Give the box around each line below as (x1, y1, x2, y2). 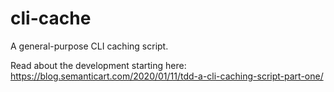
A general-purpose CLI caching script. (10, 40, 169, 52)
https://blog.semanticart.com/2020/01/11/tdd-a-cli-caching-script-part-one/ (10, 70, 324, 82)
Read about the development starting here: (10, 59, 187, 71)
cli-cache (10, 7, 92, 30)
